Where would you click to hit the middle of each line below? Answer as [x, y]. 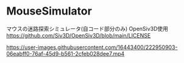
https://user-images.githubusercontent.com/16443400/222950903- [92, 47]
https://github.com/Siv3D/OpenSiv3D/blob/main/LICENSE [79, 35]
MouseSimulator [49, 11]
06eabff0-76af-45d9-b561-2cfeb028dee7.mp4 [65, 53]
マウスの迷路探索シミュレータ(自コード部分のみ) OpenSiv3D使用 [87, 28]
